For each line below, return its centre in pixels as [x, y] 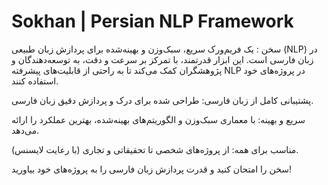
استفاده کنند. [35, 81]
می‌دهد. [25, 130]
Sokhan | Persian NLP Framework [152, 21]
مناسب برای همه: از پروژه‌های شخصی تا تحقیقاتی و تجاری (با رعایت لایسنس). [155, 149]
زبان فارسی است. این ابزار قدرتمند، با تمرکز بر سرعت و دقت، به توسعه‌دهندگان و [162, 59]
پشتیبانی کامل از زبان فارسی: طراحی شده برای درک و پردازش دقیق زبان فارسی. [162, 100]
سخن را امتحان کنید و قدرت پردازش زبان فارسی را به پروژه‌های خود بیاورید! [152, 169]
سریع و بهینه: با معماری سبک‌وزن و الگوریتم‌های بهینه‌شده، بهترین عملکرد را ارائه [158, 119]
